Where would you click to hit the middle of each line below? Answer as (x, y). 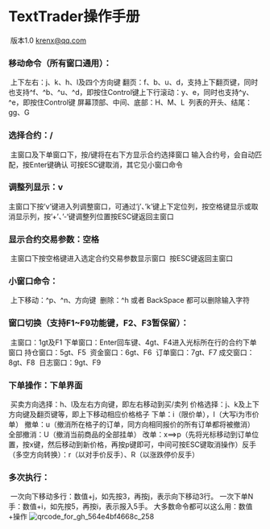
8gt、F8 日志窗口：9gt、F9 (55, 362)
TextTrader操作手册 (74, 17)
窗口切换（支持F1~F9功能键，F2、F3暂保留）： (99, 323)
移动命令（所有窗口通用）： (60, 63)
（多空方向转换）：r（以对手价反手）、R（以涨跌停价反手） (104, 455)
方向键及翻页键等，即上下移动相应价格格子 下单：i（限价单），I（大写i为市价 (134, 415)
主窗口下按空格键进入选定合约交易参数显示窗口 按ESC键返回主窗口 (122, 258)
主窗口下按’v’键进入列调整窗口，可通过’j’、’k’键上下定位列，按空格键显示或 (130, 206)
